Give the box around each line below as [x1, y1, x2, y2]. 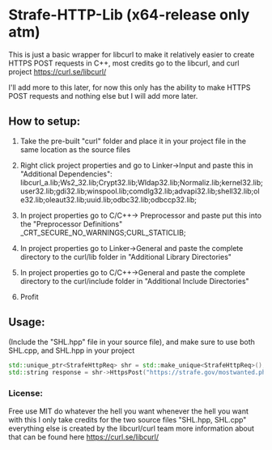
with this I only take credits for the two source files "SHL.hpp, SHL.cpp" [8, 414, 247, 424]
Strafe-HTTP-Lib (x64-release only [8, 6, 250, 24]
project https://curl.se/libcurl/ [8, 66, 107, 76]
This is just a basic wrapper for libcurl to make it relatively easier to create [8, 49, 255, 59]
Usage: [8, 316, 46, 329]
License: [8, 388, 43, 399]
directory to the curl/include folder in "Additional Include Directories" [19, 276, 249, 286]
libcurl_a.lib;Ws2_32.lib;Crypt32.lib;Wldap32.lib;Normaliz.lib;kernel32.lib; [19, 177, 263, 187]
